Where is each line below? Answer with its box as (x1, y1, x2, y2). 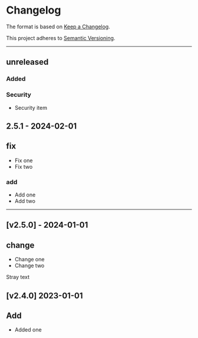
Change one (14, 256, 45, 263)
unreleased (6, 57, 49, 67)
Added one (14, 326, 42, 333)
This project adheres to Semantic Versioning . (6, 34, 115, 41)
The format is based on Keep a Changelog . (6, 23, 110, 30)
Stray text (6, 274, 30, 281)
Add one (14, 191, 36, 198)
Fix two (14, 163, 33, 170)
